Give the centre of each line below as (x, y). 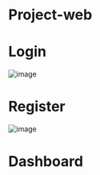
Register (37, 107)
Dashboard (46, 162)
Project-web (50, 15)
